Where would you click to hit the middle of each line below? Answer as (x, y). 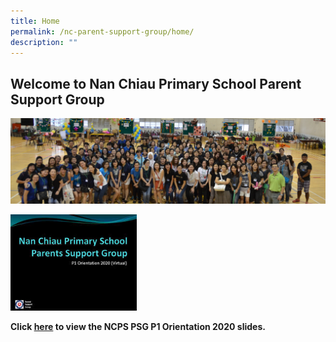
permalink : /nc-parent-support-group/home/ (102, 31)
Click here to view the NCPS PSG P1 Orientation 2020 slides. (138, 326)
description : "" (44, 42)
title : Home (35, 21)
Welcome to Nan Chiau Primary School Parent (156, 83)
